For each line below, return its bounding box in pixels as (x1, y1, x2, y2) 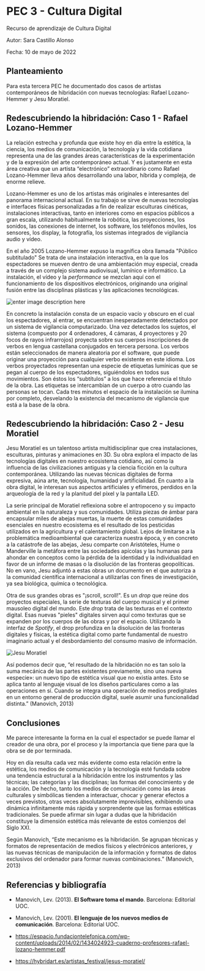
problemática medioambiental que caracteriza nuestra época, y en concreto (6, 534, 198, 542)
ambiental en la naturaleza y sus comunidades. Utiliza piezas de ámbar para (6, 508, 198, 515)
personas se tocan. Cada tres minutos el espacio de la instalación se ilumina (6, 388, 199, 396)
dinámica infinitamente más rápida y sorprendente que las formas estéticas (6, 804, 197, 812)
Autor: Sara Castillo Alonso (6, 36, 74, 43)
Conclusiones (6, 718, 61, 728)
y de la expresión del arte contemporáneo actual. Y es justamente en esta (6, 158, 192, 166)
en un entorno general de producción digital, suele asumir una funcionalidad (6, 694, 199, 701)
